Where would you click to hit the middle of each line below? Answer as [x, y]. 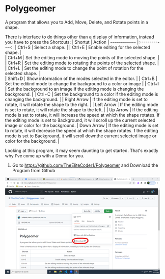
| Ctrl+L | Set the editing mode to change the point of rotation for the [74, 68]
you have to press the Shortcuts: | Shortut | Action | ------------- [70, 42]
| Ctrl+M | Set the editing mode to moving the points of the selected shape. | [82, 57]
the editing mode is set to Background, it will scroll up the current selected [80, 120]
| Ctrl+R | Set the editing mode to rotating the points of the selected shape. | [82, 63]
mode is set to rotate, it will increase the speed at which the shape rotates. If [82, 115]
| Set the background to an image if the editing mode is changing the [74, 89]
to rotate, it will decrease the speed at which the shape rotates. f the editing [82, 130]
